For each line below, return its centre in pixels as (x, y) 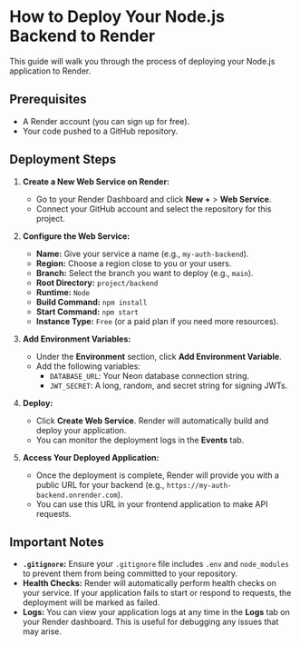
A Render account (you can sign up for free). (106, 121)
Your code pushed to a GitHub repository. (100, 131)
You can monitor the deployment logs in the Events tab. (140, 440)
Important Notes (57, 542)
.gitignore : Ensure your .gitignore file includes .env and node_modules (156, 564)
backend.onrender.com (77, 495)
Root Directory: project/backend (97, 283)
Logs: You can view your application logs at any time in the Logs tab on (156, 612)
